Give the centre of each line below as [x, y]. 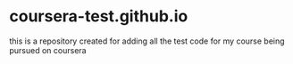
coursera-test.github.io [99, 16]
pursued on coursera [48, 50]
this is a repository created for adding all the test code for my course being [147, 41]
